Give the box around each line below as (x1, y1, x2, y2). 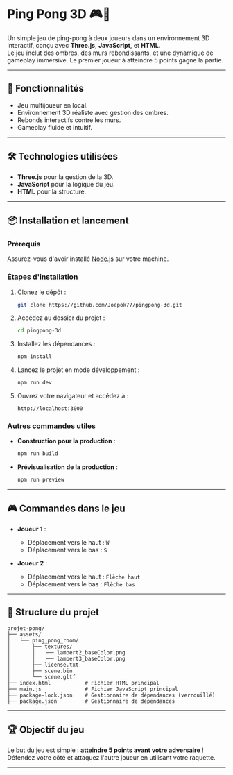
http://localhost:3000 (17, 405, 83, 412)
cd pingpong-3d (17, 327, 62, 334)
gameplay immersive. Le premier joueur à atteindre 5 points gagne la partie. (7, 56, 224, 64)
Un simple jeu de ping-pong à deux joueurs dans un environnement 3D (7, 33, 210, 42)
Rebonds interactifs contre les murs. (17, 116, 121, 124)
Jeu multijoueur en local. (17, 101, 88, 109)
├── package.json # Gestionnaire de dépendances (7, 697, 175, 705)
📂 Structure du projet (7, 606, 99, 618)
